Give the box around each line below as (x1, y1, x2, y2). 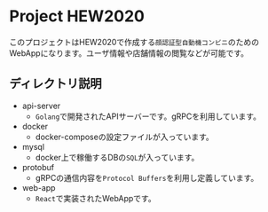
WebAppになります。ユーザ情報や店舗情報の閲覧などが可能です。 (9, 47, 249, 59)
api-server (21, 100, 61, 111)
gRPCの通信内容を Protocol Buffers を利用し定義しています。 (35, 172, 259, 183)
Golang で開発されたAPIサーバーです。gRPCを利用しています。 (35, 111, 262, 122)
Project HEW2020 (9, 6, 145, 27)
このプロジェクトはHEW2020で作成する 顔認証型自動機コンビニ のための (9, 36, 260, 47)
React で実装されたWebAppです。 (35, 192, 157, 203)
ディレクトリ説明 (9, 76, 102, 91)
